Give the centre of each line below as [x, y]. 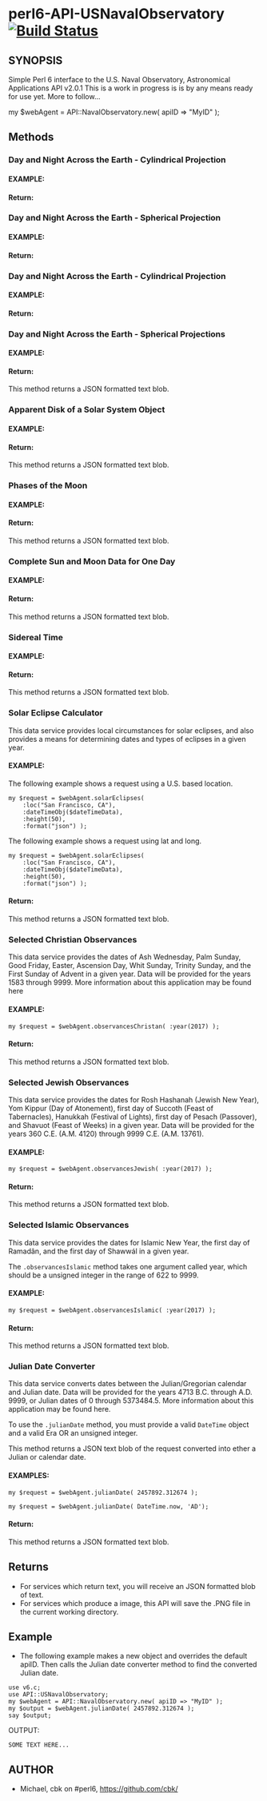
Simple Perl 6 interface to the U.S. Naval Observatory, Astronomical [120, 80]
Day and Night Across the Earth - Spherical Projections [117, 334]
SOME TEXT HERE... [39, 1745]
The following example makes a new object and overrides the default [133, 1656]
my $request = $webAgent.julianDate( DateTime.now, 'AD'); [109, 1506]
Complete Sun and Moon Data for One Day [92, 561]
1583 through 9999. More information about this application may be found [130, 982]
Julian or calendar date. [47, 1457]
